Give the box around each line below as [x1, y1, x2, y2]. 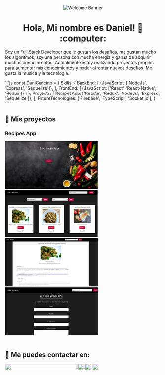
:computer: [59, 33, 107, 44]
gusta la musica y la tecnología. [5, 70, 70, 76]
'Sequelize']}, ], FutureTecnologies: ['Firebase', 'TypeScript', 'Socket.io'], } [5, 95, 156, 101]
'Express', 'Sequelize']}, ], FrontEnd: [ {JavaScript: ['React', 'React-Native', [5, 85, 157, 91]
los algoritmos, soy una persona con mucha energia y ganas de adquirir [5, 54, 152, 60]
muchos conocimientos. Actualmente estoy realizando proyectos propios [5, 59, 154, 65]
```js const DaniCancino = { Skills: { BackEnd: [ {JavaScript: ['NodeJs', [5, 80, 147, 86]
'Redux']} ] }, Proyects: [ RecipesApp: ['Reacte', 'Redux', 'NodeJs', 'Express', [5, 90, 161, 96]
